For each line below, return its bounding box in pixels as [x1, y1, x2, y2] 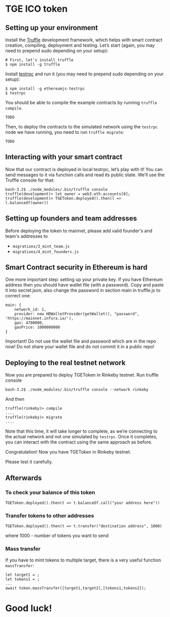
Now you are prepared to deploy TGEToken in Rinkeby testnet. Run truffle [5, 372, 159, 378]
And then [5, 396, 24, 402]
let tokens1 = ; [5, 576, 40, 582]
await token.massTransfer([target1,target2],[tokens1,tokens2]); [5, 585, 146, 591]
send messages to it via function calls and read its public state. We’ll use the [5, 172, 165, 178]
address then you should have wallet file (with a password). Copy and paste [5, 282, 164, 288]
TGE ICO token [5, 3, 68, 15]
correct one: [5, 293, 31, 299]
